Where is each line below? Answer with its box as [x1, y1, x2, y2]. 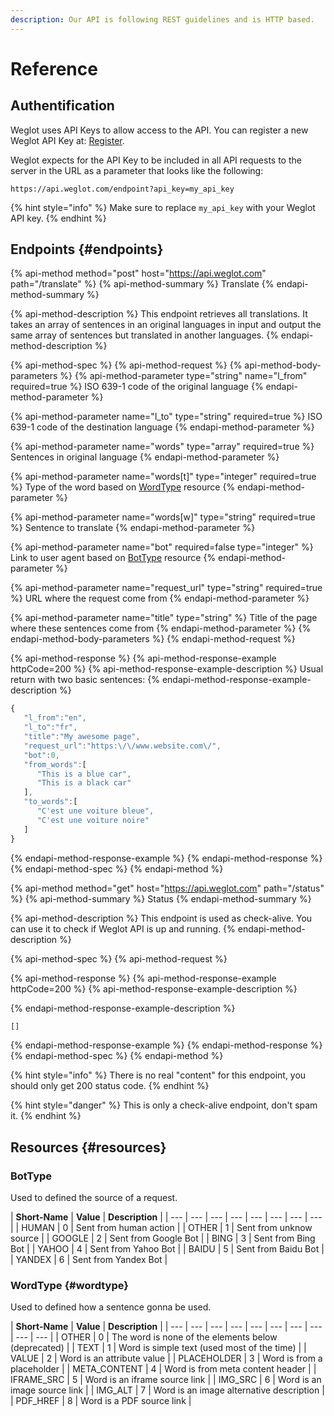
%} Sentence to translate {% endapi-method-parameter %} [10, 522, 256, 534]
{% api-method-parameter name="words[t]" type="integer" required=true [10, 471, 317, 483]
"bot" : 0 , [23, 750, 60, 760]
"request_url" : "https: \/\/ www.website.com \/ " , [23, 741, 222, 751]
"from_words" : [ [23, 759, 87, 770]
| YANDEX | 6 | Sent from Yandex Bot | [10, 1254, 168, 1266]
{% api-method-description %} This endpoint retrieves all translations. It [10, 308, 308, 320]
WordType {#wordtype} [10, 1279, 129, 1293]
